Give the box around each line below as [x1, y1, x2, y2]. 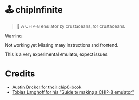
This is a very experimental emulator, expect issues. [5, 51, 109, 57]
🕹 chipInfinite [5, 4, 63, 15]
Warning [5, 33, 22, 38]
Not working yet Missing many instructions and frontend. [5, 42, 119, 48]
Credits [5, 68, 35, 79]
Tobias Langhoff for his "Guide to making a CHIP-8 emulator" [12, 89, 134, 95]
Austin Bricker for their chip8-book [12, 84, 82, 90]
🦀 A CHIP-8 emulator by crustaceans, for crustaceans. [16, 23, 126, 29]
